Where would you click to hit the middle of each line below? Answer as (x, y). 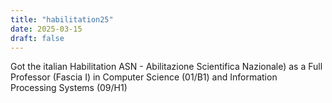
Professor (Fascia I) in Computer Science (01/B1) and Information (144, 77)
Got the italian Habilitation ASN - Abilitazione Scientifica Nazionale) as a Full (166, 67)
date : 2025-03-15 (46, 29)
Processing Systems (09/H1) (69, 88)
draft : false (37, 38)
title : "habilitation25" (62, 19)
